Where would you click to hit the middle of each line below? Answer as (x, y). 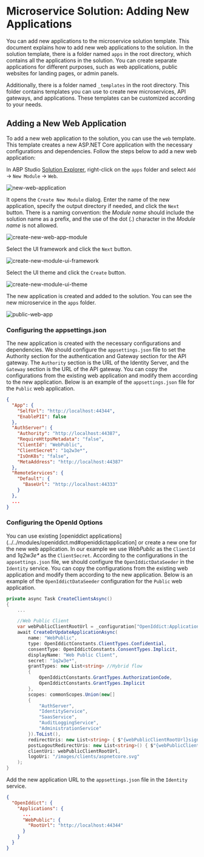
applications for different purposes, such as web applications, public (92, 67)
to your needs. (24, 104)
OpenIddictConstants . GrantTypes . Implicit (92, 683)
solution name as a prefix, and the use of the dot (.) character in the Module (101, 219)
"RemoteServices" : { (38, 473)
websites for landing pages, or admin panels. (63, 73)
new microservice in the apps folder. (51, 302)
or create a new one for (168, 542)
